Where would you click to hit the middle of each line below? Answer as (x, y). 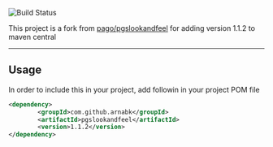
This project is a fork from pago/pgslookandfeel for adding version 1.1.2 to (132, 28)
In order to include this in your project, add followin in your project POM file (134, 89)
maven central (32, 37)
